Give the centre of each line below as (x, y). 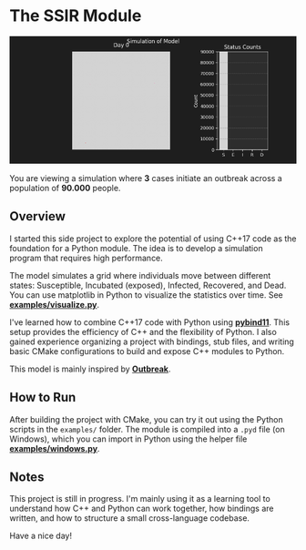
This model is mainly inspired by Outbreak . (90, 369)
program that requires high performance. (87, 258)
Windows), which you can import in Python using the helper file (128, 439)
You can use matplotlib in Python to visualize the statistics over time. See (147, 295)
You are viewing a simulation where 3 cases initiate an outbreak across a (146, 178)
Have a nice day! (41, 536)
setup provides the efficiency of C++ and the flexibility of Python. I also (143, 331)
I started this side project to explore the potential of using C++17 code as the (153, 239)
